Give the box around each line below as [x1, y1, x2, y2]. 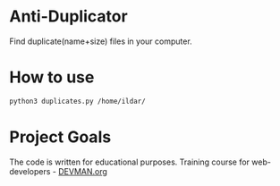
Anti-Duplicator [9, 6, 128, 27]
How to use [9, 67, 95, 88]
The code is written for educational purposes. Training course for [9, 156, 250, 167]
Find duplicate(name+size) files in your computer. [9, 36, 192, 46]
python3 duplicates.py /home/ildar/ [9, 97, 146, 106]
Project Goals [9, 127, 112, 147]
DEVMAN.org [57, 165, 107, 176]
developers [9, 165, 51, 176]
